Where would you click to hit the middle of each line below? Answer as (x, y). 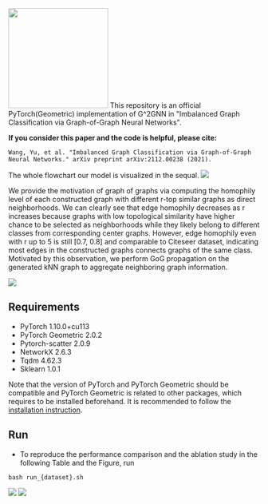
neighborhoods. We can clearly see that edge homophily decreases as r (127, 208)
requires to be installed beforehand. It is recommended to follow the (120, 401)
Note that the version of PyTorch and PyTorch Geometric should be (118, 384)
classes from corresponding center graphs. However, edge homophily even (132, 233)
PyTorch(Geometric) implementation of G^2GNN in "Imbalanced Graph (124, 114)
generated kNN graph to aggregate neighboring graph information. (118, 267)
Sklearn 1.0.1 (40, 369)
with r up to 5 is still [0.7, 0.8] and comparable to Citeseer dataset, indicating (134, 242)
